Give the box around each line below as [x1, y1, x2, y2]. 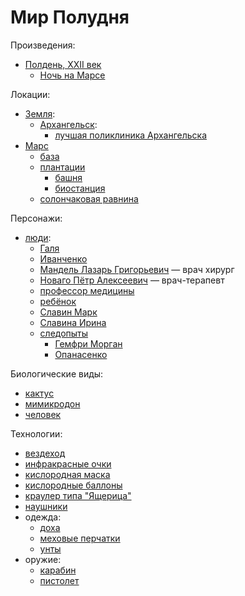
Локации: [10, 88, 51, 100]
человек [24, 408, 62, 420]
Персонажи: [10, 212, 63, 224]
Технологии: [10, 427, 63, 440]
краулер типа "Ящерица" [24, 489, 132, 501]
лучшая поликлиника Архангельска [54, 129, 208, 141]
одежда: [24, 511, 62, 523]
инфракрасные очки [24, 457, 112, 470]
